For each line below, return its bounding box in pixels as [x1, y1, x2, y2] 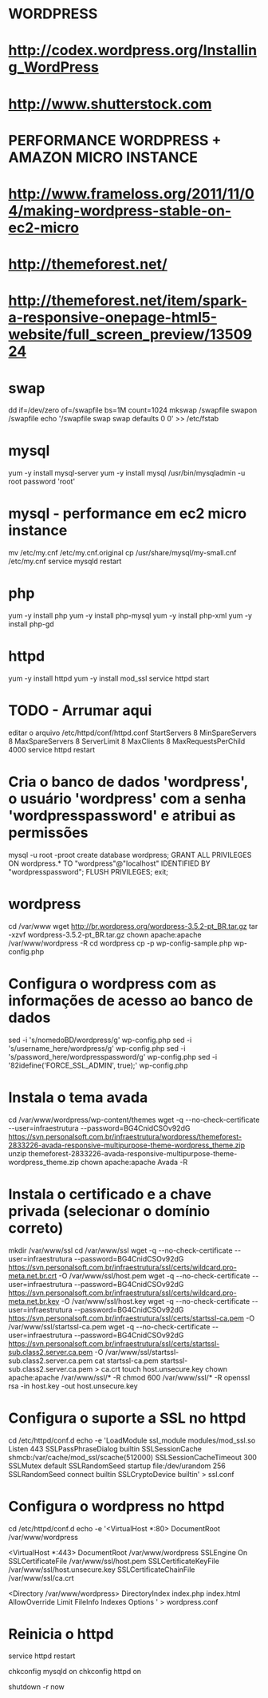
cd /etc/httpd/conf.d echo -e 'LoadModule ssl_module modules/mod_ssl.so [8, 1435, 256, 1445]
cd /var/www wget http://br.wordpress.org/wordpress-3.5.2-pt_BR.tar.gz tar [8, 921, 258, 930]
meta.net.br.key [8, 1296, 60, 1305]
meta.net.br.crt [8, 1270, 57, 1281]
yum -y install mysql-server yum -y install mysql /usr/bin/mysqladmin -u [8, 468, 246, 478]
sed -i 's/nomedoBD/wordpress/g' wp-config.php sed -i [8, 1035, 192, 1044]
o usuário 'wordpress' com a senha [8, 790, 246, 808]
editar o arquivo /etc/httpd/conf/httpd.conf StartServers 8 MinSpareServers [8, 728, 257, 737]
